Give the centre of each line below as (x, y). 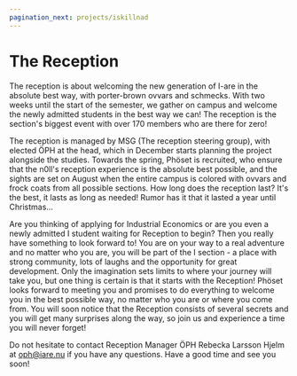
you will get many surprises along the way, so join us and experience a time (147, 318)
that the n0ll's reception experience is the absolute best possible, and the (143, 168)
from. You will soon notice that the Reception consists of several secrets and (149, 309)
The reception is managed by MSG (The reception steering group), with (140, 141)
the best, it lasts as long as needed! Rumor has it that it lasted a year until (143, 197)
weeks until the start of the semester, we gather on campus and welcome (143, 105)
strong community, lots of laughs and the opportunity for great (123, 262)
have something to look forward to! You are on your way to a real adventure (147, 243)
